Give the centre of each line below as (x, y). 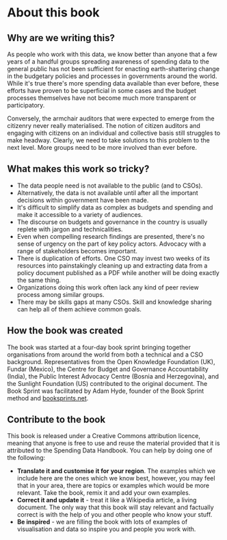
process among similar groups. (61, 294)
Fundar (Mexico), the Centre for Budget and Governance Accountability (108, 369)
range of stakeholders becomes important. (77, 250)
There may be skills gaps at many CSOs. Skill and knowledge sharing (114, 302)
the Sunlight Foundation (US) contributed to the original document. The (107, 383)
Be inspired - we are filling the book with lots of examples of (102, 522)
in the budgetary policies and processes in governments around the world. (112, 76)
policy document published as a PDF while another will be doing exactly (118, 272)
